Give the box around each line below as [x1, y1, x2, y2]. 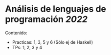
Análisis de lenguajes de [5, 3, 107, 15]
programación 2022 [5, 14, 88, 25]
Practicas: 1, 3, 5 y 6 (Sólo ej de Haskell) [12, 39, 93, 45]
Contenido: [5, 30, 28, 36]
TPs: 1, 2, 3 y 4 [12, 44, 43, 50]
